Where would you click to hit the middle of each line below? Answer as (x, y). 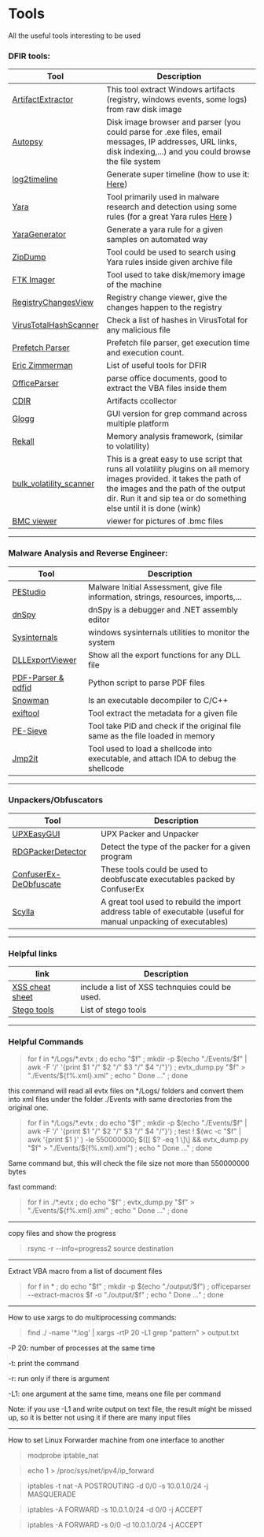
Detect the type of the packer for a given (176, 847)
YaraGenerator (39, 235)
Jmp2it (25, 758)
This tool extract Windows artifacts (171, 90)
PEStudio (29, 592)
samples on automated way (157, 240)
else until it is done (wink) (154, 508)
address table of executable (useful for (172, 911)
